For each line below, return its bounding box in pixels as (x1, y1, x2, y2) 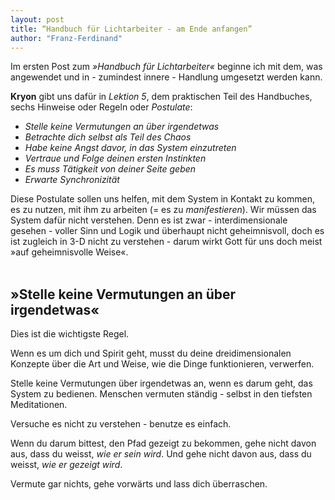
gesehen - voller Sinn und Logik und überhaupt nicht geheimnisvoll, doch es (10, 225, 325, 237)
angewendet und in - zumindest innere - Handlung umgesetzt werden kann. (10, 71, 323, 83)
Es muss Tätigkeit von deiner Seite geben (24, 163, 197, 175)
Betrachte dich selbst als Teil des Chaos (24, 131, 192, 143)
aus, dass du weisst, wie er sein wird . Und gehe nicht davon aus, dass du (10, 448, 312, 460)
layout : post (10, 14, 65, 25)
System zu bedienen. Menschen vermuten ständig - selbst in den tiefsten (10, 388, 313, 400)
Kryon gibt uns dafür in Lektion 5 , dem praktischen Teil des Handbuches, (10, 91, 313, 103)
